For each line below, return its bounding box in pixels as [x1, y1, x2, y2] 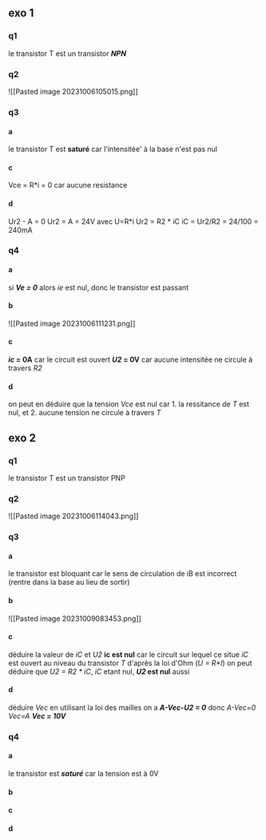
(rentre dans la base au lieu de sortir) [8, 578, 130, 587]
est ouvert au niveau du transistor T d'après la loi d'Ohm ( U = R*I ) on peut [8, 658, 252, 667]
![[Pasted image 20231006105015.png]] [8, 86, 138, 96]
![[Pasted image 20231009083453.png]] [8, 614, 141, 623]
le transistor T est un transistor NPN [8, 48, 126, 58]
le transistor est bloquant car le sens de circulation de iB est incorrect [8, 569, 237, 578]
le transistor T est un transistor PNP [8, 473, 125, 482]
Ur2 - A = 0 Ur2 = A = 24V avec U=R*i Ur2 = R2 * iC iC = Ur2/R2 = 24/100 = [8, 216, 259, 226]
